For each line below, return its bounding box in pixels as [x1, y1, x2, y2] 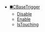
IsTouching [16, 22, 39, 27]
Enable [16, 16, 31, 22]
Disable [16, 11, 32, 17]
